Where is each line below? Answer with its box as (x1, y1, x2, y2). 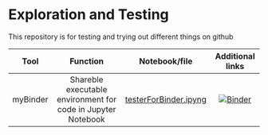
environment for (57, 94, 117, 105)
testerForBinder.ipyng (124, 94, 207, 105)
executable (65, 83, 108, 94)
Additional (215, 50, 255, 61)
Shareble (69, 74, 104, 85)
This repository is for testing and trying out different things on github (8, 32, 234, 41)
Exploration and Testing (8, 6, 169, 24)
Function (69, 56, 104, 67)
